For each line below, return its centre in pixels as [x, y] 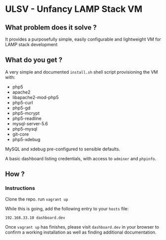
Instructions [20, 188]
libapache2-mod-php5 [35, 97]
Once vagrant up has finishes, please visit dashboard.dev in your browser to [82, 227]
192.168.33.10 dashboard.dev [35, 218]
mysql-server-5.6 [30, 123]
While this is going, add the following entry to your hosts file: [67, 208]
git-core [21, 134]
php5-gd [21, 108]
